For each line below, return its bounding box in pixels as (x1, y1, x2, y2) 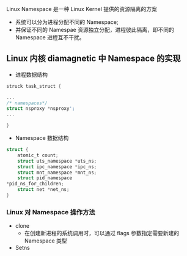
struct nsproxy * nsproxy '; (6, 106, 75, 112)
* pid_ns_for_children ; (6, 180, 64, 187)
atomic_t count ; (17, 152, 59, 158)
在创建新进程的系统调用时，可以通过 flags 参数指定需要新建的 (24, 230, 179, 237)
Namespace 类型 (24, 237, 67, 244)
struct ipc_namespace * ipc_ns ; (17, 163, 97, 170)
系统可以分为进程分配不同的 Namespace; (15, 18, 119, 26)
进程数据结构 (15, 71, 48, 78)
